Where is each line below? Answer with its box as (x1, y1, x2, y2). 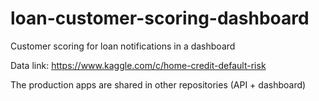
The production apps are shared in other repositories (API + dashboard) (10, 78, 307, 91)
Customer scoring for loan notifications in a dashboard (10, 40, 236, 52)
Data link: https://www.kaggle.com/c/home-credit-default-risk (10, 59, 267, 71)
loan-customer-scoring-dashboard (10, 7, 310, 30)
